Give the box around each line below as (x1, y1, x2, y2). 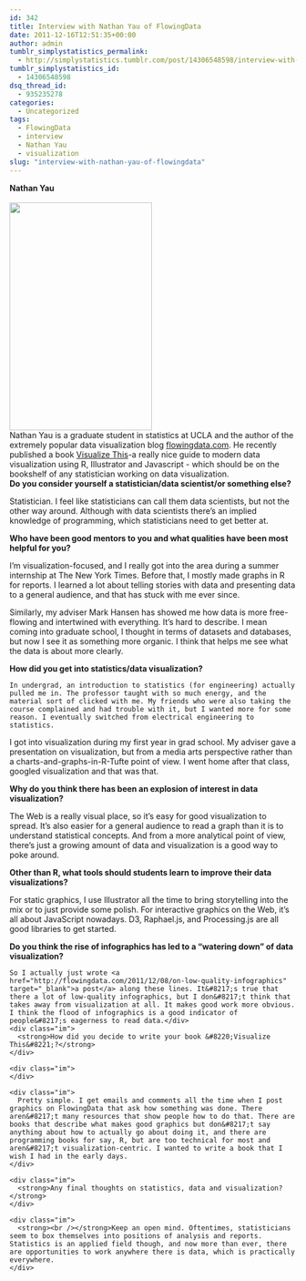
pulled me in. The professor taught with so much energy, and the (9, 689, 267, 698)
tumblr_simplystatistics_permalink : (9, 47, 148, 56)
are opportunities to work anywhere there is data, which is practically (9, 1247, 296, 1256)
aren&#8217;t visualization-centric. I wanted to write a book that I (9, 1143, 283, 1153)
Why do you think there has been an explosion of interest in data (9, 783, 259, 794)
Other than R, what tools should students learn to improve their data (9, 866, 271, 877)
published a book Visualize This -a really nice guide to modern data (9, 448, 261, 460)
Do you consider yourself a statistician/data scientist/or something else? (9, 477, 291, 488)
